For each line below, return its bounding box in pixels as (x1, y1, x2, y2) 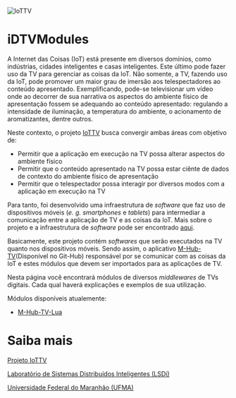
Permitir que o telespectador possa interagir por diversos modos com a (17, 179, 225, 188)
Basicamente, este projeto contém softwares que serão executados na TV (7, 236, 223, 245)
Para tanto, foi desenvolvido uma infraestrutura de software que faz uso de (7, 200, 225, 209)
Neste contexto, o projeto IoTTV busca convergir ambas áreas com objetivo (7, 128, 227, 137)
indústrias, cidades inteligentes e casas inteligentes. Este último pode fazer (7, 62, 226, 71)
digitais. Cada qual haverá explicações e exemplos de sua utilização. (7, 280, 206, 289)
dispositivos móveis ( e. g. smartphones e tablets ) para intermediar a (7, 208, 206, 217)
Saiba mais (7, 332, 73, 349)
